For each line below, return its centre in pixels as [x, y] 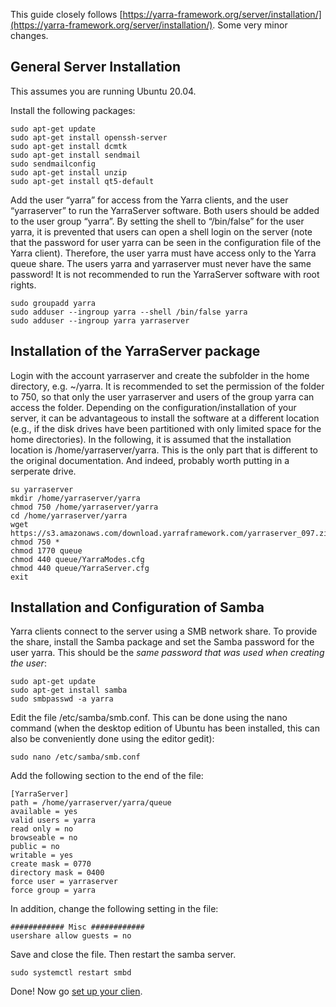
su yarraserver [42, 489]
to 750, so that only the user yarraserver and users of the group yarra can [162, 396]
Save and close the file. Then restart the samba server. [123, 955]
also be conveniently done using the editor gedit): [112, 739]
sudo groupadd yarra [53, 303]
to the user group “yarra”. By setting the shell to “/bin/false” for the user [157, 221]
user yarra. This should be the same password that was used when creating [167, 653]
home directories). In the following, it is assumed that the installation [151, 439]
